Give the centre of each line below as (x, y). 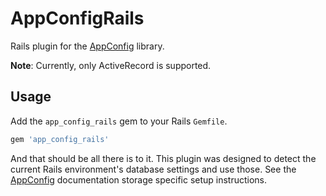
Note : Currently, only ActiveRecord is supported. (111, 65)
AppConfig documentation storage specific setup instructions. (139, 179)
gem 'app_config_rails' (60, 139)
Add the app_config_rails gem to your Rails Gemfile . (119, 121)
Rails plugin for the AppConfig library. (87, 46)
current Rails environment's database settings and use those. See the (153, 169)
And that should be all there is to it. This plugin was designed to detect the (163, 158)
